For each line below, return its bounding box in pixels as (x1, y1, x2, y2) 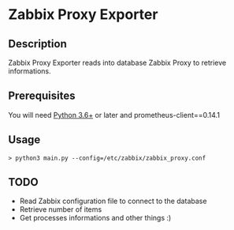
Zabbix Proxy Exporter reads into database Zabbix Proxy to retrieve (8, 58, 227, 67)
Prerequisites (8, 89, 76, 103)
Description (8, 37, 67, 51)
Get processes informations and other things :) (19, 213, 172, 223)
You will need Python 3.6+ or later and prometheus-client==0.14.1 (8, 110, 221, 119)
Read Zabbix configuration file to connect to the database (19, 196, 207, 206)
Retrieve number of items (19, 205, 102, 214)
